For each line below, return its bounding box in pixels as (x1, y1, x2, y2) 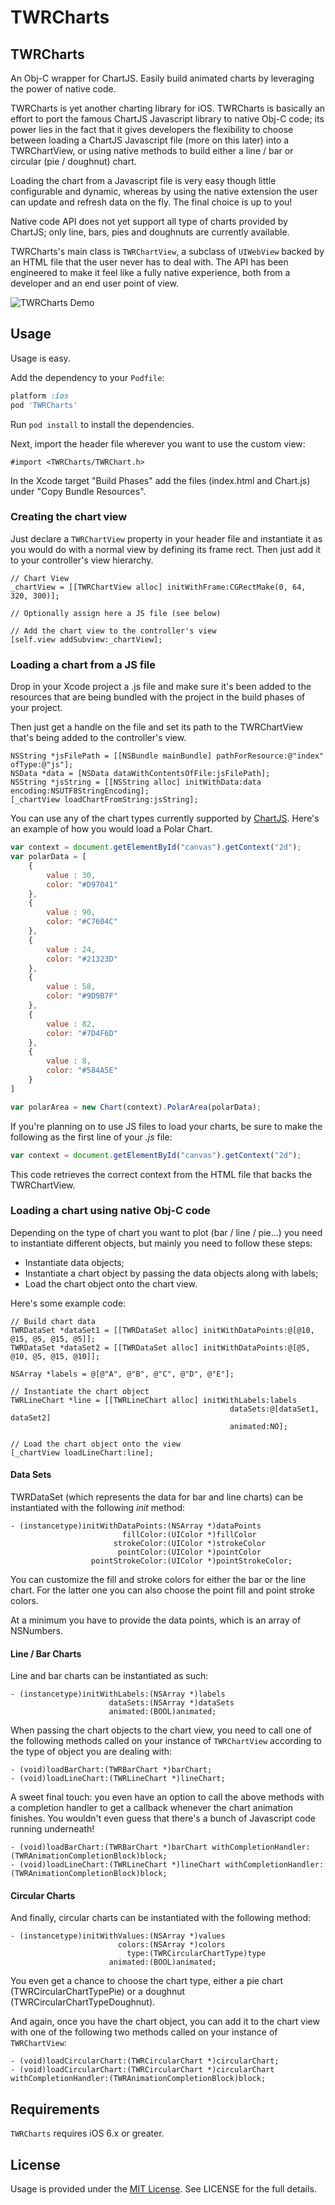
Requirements (10, 2101, 100, 2118)
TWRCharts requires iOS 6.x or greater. (10, 2127, 165, 2140)
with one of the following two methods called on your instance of (10, 2026, 278, 2038)
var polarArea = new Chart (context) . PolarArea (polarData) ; (10, 1102, 262, 1112)
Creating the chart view (10, 510, 128, 524)
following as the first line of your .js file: (10, 1131, 173, 1143)
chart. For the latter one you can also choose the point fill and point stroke (10, 1584, 315, 1596)
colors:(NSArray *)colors (117, 1940, 226, 1950)
